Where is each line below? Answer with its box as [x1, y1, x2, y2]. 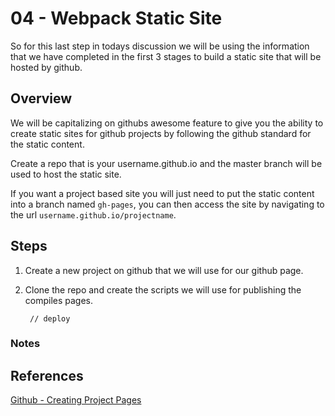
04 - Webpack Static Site [10, 7, 223, 30]
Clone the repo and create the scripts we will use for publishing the [24, 283, 302, 296]
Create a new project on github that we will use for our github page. [24, 264, 304, 276]
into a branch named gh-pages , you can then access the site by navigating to [10, 198, 325, 210]
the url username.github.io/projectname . [10, 208, 177, 221]
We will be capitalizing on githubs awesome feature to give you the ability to [10, 117, 324, 129]
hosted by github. [10, 61, 83, 73]
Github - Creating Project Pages [10, 394, 142, 406]
